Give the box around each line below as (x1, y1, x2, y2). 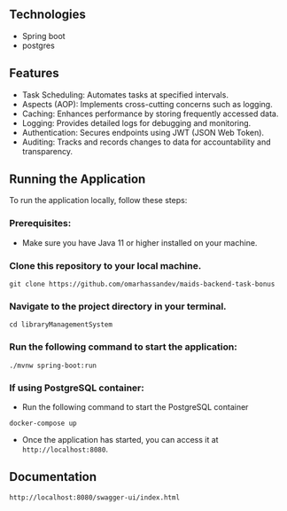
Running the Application (9, 172, 146, 187)
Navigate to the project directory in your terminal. (9, 300, 228, 312)
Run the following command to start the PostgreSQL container (21, 401, 249, 412)
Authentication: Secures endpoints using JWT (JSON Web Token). (21, 127, 264, 138)
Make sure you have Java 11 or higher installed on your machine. (21, 237, 258, 248)
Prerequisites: (9, 217, 72, 230)
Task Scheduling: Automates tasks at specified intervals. (21, 89, 229, 100)
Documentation (9, 469, 97, 484)
